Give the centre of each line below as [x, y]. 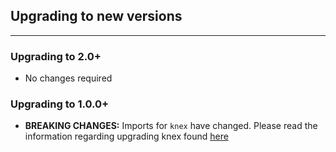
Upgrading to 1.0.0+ [60, 104]
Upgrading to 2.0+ [56, 56]
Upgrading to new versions [96, 16]
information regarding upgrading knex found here [126, 136]
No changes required [68, 78]
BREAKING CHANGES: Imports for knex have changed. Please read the [171, 126]
